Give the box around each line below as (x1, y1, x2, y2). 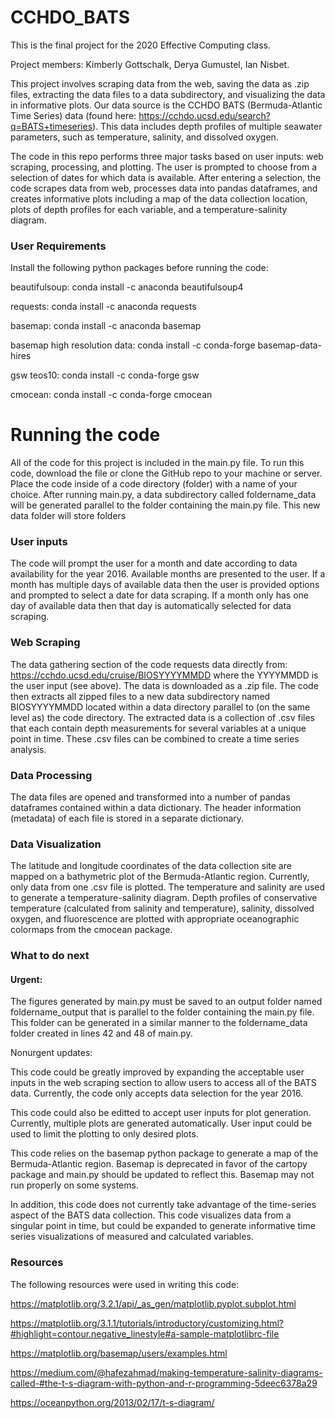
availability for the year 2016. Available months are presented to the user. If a (10, 568, 326, 580)
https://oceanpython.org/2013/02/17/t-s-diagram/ (10, 1396, 215, 1408)
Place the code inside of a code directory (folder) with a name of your (10, 478, 298, 490)
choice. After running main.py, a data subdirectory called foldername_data (10, 489, 317, 501)
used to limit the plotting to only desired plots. (10, 1128, 199, 1140)
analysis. (10, 743, 47, 755)
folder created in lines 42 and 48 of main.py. (10, 1027, 193, 1040)
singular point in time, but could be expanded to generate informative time (10, 1220, 316, 1232)
